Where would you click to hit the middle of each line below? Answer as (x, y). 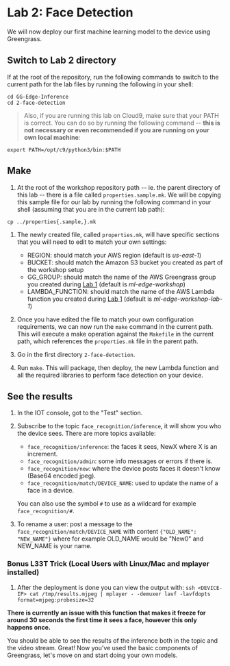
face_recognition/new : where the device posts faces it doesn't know (124, 469)
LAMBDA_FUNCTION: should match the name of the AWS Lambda (121, 291)
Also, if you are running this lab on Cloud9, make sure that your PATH (121, 115)
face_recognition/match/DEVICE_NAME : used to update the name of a (123, 483)
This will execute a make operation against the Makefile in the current (115, 334)
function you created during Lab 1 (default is (90, 299)
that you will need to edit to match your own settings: (92, 242)
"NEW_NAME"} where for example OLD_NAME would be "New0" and (110, 539)
